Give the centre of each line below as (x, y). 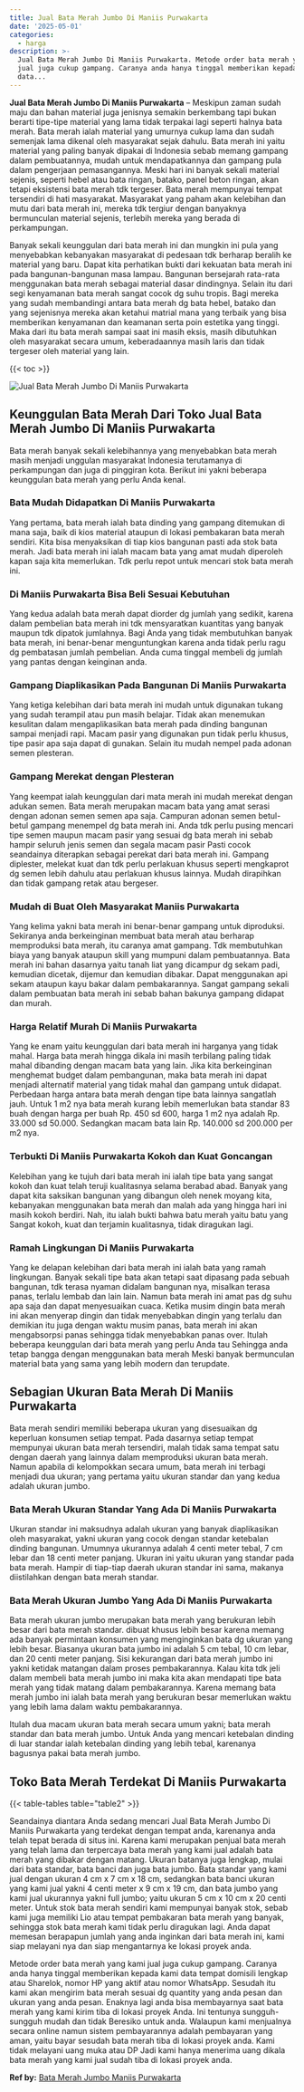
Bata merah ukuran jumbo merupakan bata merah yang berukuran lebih (142, 1620)
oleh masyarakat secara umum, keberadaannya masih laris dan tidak (137, 341)
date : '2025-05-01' (46, 26)
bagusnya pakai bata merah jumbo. (75, 1753)
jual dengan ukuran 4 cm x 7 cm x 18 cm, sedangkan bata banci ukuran (142, 1879)
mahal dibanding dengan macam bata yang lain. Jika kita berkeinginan (141, 1066)
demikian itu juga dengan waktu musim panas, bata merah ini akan (133, 1325)
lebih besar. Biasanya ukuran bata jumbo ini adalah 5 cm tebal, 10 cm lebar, (149, 1649)
